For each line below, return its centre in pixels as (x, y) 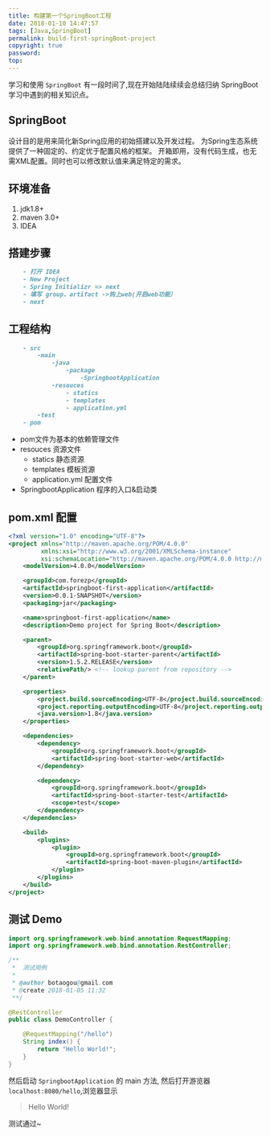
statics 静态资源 (58, 459)
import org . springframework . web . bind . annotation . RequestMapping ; (120, 938)
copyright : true (35, 46)
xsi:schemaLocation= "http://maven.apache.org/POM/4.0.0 (136, 559)
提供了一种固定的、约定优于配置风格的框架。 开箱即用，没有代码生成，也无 (133, 150)
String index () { (52, 1042)
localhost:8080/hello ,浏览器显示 (63, 1090)
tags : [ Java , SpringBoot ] (50, 31)
